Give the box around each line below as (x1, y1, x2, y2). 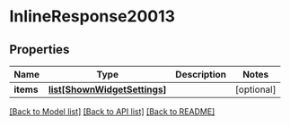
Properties (9, 42, 70, 57)
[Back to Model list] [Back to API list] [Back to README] (9, 106, 215, 117)
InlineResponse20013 (9, 6, 176, 27)
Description (174, 69, 227, 80)
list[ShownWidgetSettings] (48, 83, 167, 96)
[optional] (234, 83, 277, 96)
